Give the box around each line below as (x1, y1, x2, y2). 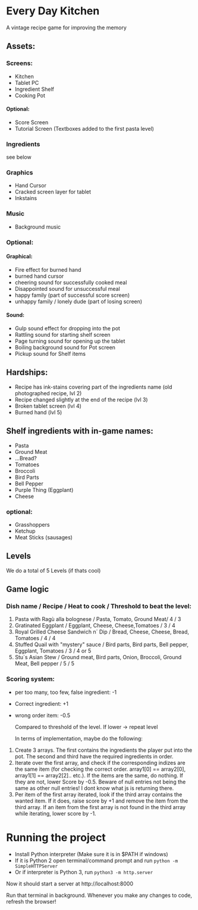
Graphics (6, 168, 33, 177)
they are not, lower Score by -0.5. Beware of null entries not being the (14, 778, 186, 785)
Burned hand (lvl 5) (14, 408, 62, 416)
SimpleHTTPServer (14, 863, 58, 869)
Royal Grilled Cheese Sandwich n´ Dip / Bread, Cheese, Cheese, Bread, (14, 628, 189, 635)
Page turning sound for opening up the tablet (14, 337, 125, 345)
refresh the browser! (6, 897, 56, 905)
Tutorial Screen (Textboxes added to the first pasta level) (14, 125, 155, 132)
